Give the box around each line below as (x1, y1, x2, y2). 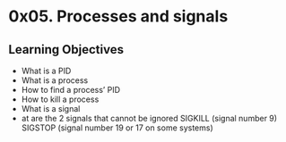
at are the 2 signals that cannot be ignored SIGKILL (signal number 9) (21, 113, 278, 123)
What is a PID (21, 65, 72, 76)
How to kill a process (21, 94, 100, 104)
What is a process (21, 75, 89, 86)
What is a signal (21, 104, 81, 113)
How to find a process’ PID (21, 85, 121, 95)
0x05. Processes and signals (8, 6, 229, 27)
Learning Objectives (8, 42, 125, 57)
